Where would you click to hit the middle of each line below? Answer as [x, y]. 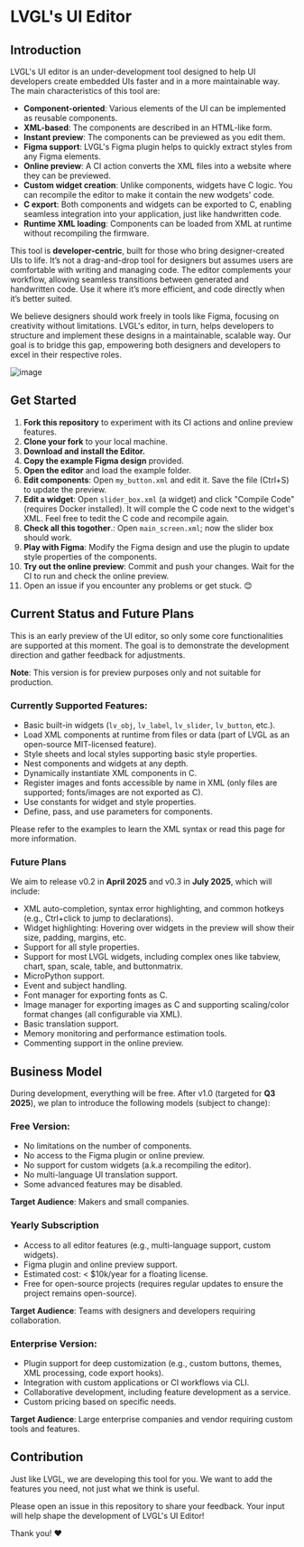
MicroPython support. [64, 976]
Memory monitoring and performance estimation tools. [125, 1034]
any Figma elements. [62, 156]
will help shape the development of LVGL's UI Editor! [107, 1515]
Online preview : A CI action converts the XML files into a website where [157, 166]
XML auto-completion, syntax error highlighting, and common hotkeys [154, 909]
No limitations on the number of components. [107, 1146]
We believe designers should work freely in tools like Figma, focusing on [144, 316]
